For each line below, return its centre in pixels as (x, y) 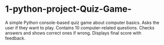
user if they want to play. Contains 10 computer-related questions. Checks (80, 27)
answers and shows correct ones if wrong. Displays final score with (73, 33)
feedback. (15, 38)
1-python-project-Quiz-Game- (68, 9)
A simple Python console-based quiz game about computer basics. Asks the (82, 22)
